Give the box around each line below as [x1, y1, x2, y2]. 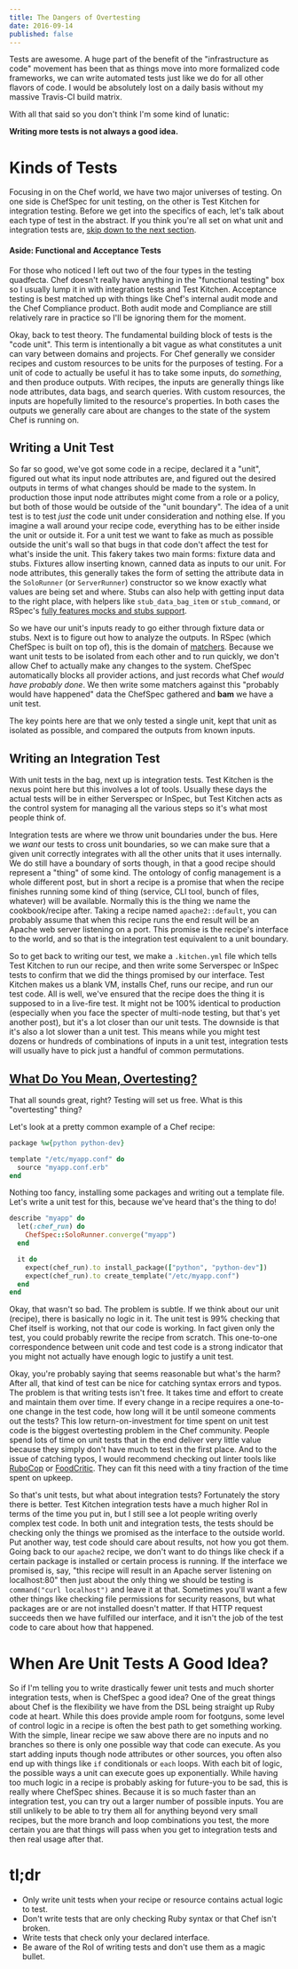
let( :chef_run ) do [17, 1223, 86, 1231]
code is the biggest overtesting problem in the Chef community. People [9, 1425, 271, 1436]
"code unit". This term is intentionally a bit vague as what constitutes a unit [9, 339, 282, 350]
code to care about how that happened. [9, 1622, 154, 1633]
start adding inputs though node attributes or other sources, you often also [9, 1749, 282, 1760]
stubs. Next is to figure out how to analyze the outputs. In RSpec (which [9, 633, 271, 643]
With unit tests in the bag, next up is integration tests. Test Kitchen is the [9, 775, 274, 786]
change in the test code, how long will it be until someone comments [25, 1407, 277, 1417]
